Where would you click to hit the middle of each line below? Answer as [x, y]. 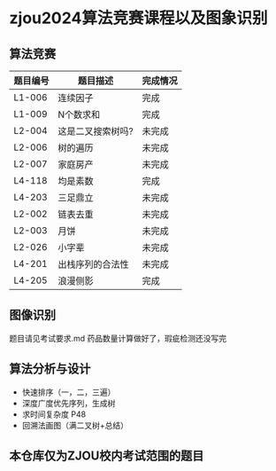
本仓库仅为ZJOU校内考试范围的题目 [107, 456]
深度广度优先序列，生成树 [69, 403]
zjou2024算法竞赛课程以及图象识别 [138, 18]
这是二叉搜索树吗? [96, 131]
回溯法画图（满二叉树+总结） [75, 425]
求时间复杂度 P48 [54, 414]
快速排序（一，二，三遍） [69, 392]
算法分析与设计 [50, 369]
